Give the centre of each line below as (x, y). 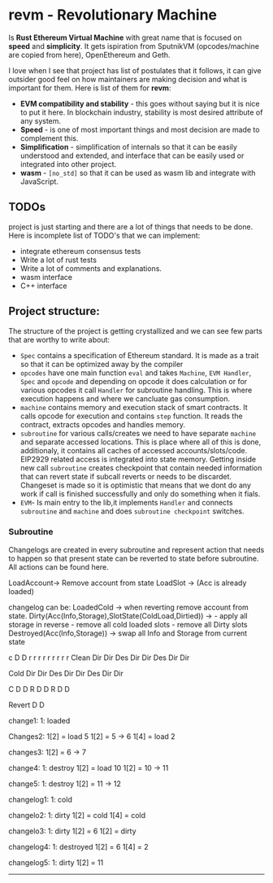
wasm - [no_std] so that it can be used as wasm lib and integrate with (138, 173)
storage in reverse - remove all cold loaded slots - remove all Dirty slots (128, 624)
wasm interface (46, 277)
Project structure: (54, 311)
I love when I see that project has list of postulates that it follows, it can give (135, 70)
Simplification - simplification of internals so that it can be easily (129, 146)
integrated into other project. (68, 164)
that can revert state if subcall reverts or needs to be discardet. (126, 476)
